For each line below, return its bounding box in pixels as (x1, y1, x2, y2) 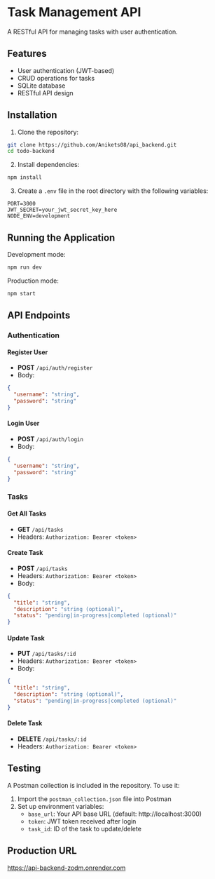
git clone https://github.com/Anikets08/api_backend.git (7, 141, 177, 148)
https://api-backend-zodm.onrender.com (7, 864, 126, 872)
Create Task (7, 549, 43, 557)
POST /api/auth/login (17, 434, 84, 443)
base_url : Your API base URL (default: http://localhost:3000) (27, 810, 202, 818)
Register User (7, 348, 48, 356)
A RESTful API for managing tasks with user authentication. (7, 27, 179, 36)
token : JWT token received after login (27, 817, 137, 825)
